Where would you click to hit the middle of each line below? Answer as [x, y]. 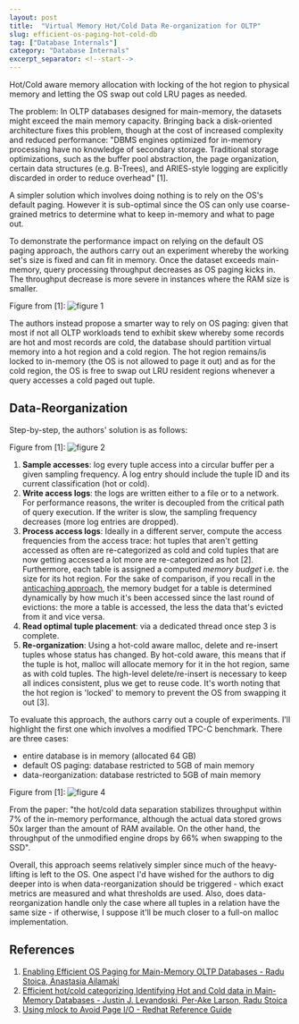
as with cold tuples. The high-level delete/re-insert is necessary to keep [154, 673]
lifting [20, 874]
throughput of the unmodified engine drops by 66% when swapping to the [146, 838]
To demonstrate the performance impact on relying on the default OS [137, 241]
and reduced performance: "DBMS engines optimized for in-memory [135, 140]
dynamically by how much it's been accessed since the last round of [148, 597]
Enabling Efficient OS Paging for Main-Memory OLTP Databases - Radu [153, 971]
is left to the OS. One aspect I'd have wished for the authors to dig [153, 874]
